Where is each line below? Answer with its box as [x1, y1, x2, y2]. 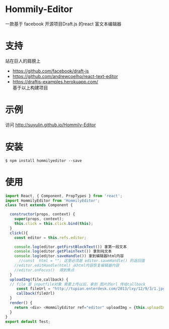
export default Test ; [5, 319, 51, 324]
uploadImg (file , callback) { [10, 277, 69, 282]
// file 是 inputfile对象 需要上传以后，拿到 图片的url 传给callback [10, 282, 146, 287]
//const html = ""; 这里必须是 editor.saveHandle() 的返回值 [18, 258, 145, 264]
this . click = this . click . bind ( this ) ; [14, 221, 94, 226]
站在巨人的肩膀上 [5, 58, 41, 64]
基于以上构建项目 [12, 85, 48, 91]
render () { [10, 300, 33, 305]
